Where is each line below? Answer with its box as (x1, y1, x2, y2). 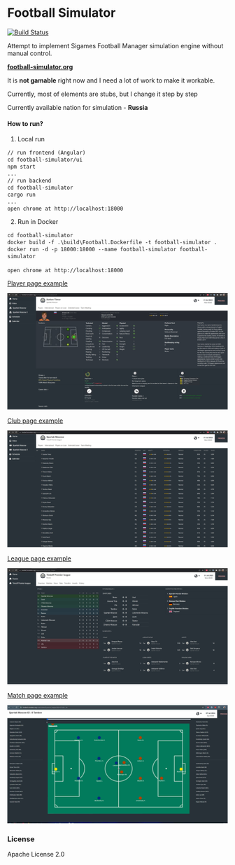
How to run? (7, 119, 43, 127)
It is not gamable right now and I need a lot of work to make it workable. (7, 76, 215, 85)
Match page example (7, 691, 69, 699)
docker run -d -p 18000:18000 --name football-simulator (7, 246, 177, 253)
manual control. (7, 49, 52, 57)
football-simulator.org (7, 62, 73, 71)
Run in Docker (17, 218, 59, 226)
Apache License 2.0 (7, 850, 65, 858)
